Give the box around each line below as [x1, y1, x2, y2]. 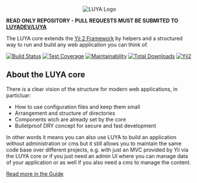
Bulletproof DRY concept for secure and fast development [14, 122, 156, 129]
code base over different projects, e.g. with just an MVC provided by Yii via [6, 146, 189, 153]
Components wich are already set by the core [14, 115, 126, 123]
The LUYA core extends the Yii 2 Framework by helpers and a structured [6, 35, 183, 41]
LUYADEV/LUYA [6, 24, 47, 30]
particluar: [6, 92, 31, 99]
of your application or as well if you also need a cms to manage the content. [6, 159, 191, 166]
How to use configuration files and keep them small [14, 103, 140, 110]
